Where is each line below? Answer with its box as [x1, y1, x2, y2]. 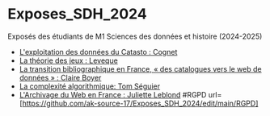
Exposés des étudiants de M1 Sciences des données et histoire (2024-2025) [7, 31, 263, 41]
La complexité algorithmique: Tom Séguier [19, 81, 161, 91]
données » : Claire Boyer [19, 72, 102, 82]
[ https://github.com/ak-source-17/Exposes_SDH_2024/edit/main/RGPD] [19, 98, 259, 108]
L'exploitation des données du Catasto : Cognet [19, 47, 178, 56]
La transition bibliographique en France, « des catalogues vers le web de [19, 64, 262, 73]
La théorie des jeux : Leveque [19, 56, 118, 65]
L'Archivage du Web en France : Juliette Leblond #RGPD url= [19, 89, 222, 99]
